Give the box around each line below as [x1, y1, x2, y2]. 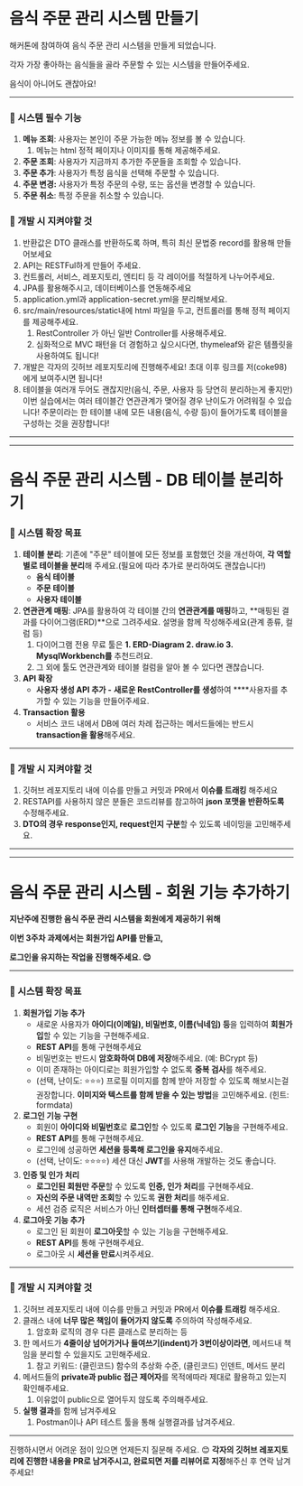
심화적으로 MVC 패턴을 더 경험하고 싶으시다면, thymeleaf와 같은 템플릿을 [35, 339, 293, 349]
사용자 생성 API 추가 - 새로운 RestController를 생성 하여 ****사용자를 [35, 684, 279, 695]
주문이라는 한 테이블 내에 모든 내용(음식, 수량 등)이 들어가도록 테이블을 [41, 406, 289, 417]
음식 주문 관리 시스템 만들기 [9, 8, 199, 29]
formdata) [35, 1099, 74, 1110]
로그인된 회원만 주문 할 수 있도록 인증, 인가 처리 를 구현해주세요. [35, 1180, 254, 1192]
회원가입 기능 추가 [22, 1008, 86, 1018]
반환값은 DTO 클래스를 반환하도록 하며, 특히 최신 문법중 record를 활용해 [22, 237, 275, 248]
